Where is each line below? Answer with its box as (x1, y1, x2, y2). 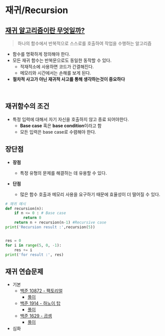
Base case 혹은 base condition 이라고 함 (20, 123, 102, 129)
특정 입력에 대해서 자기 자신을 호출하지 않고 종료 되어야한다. (12, 116, 129, 122)
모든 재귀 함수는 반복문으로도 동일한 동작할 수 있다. (12, 57, 112, 63)
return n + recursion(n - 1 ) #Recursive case (14, 220, 107, 225)
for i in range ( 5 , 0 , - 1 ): (5, 243, 62, 248)
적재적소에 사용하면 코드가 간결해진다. (20, 64, 94, 69)
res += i (14, 247, 33, 253)
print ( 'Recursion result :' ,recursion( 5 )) (5, 225, 95, 230)
